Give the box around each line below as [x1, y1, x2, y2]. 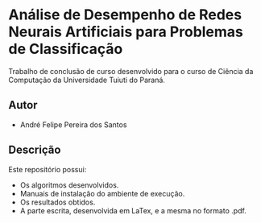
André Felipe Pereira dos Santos [19, 119, 127, 130]
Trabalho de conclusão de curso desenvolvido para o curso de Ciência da [8, 66, 254, 76]
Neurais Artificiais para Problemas [8, 23, 244, 41]
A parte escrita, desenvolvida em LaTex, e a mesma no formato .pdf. [19, 205, 247, 215]
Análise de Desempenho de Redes [8, 6, 242, 24]
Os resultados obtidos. [19, 197, 96, 207]
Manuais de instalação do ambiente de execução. [19, 188, 185, 198]
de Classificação [8, 40, 123, 58]
